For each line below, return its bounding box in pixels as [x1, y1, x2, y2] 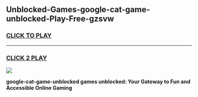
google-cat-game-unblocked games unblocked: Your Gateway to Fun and [6, 78, 190, 85]
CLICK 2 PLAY [6, 53, 47, 62]
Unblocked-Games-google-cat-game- [6, 5, 150, 15]
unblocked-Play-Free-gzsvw [6, 14, 114, 24]
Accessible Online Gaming [6, 84, 72, 91]
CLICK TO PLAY [6, 32, 52, 40]
